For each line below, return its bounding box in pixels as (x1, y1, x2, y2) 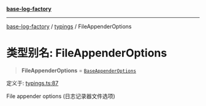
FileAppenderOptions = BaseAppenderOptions (21, 67, 137, 74)
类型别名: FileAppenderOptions (6, 46, 167, 60)
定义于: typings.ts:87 (6, 79, 59, 86)
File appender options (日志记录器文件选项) (6, 92, 115, 100)
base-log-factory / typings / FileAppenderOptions (6, 23, 132, 30)
